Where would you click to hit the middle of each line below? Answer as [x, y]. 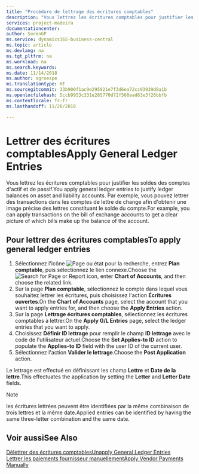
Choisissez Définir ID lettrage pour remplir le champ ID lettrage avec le [103, 334]
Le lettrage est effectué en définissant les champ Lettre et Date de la [91, 371]
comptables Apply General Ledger [92, 154]
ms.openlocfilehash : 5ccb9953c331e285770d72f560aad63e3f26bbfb [87, 95]
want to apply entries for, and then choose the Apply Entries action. [99, 308]
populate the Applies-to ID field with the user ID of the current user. [98, 346]
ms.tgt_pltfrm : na [29, 56]
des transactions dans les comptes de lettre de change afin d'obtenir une [96, 202]
